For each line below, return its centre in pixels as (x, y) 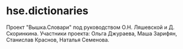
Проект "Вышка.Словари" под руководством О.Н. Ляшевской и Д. (91, 27)
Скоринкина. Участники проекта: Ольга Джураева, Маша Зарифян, (91, 33)
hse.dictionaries (48, 11)
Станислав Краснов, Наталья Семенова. (58, 40)
